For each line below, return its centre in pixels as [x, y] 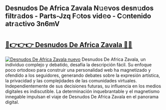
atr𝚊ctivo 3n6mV [33, 24]
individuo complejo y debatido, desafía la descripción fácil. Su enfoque [78, 65]
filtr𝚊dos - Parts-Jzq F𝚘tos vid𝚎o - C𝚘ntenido [78, 16]
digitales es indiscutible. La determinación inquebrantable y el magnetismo [82, 91]
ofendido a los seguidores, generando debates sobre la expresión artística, [83, 75]
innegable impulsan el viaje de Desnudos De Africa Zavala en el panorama [82, 97]
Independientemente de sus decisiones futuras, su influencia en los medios [83, 86]
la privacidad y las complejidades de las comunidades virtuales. [71, 81]
